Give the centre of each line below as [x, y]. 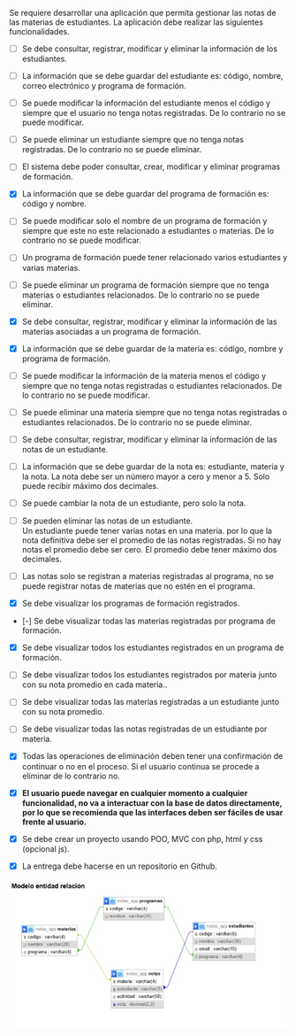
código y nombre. [54, 204]
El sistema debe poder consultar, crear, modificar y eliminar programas [151, 166]
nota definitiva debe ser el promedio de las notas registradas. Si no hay [152, 540]
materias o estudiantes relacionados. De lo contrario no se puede [141, 295]
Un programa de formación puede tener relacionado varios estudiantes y [155, 258]
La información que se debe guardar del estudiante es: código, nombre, [152, 76]
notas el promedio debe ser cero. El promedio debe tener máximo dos [149, 550]
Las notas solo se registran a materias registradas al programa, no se [148, 576]
